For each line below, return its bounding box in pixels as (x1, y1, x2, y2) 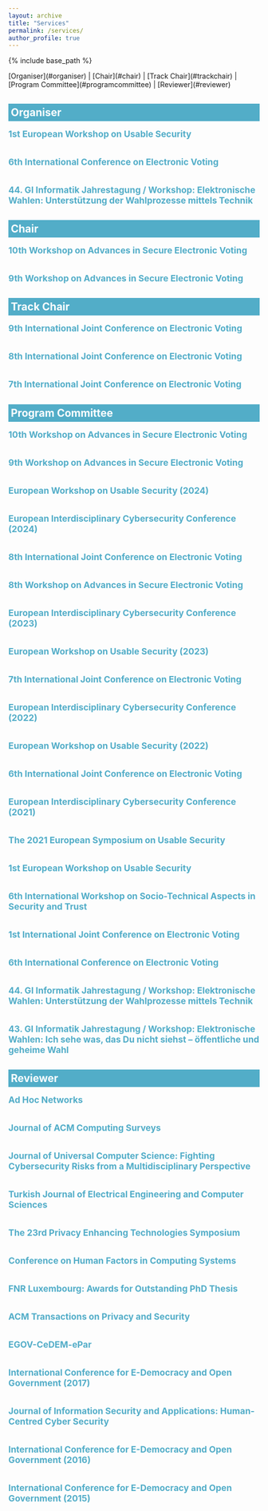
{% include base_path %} (8, 56, 93, 66)
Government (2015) (8, 1493, 91, 1505)
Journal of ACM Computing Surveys (8, 1122, 161, 1134)
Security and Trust (8, 901, 88, 912)
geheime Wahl (8, 1044, 69, 1056)
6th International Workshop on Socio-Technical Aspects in (8, 890, 256, 901)
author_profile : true (8, 34, 81, 42)
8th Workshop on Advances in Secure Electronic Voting (8, 579, 243, 590)
